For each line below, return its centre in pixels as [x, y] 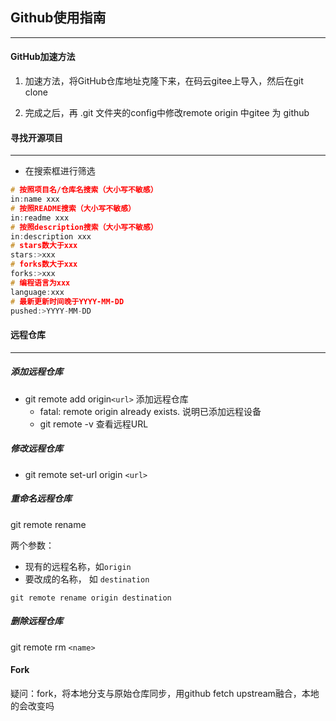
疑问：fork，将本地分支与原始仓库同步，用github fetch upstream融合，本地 [165, 693]
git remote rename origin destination [91, 598]
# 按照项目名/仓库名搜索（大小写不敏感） [84, 190]
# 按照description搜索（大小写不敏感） [84, 227]
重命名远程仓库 [41, 499]
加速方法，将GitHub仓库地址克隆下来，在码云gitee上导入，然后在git [164, 81]
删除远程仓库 [36, 621]
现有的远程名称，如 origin [78, 566]
